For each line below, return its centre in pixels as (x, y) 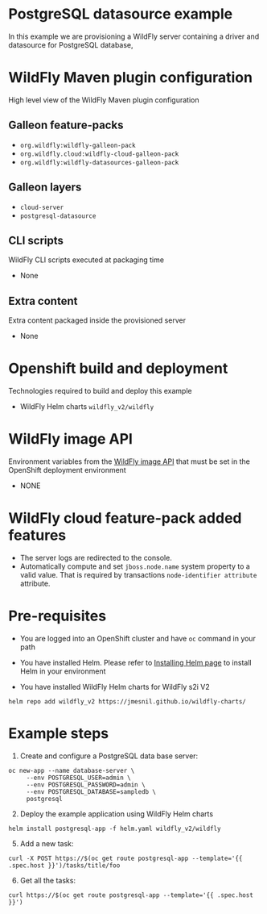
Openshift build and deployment (118, 369)
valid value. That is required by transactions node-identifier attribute (138, 574)
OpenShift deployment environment (67, 470)
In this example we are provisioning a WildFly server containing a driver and (134, 36)
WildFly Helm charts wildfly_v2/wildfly (87, 407)
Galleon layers (45, 188)
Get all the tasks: (48, 880)
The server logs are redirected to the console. (96, 557)
